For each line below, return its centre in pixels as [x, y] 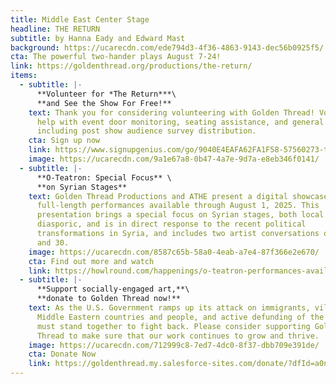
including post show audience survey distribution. [146, 131]
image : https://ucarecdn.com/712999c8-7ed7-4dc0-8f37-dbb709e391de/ [174, 345]
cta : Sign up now [64, 141]
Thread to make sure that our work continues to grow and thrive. [178, 336]
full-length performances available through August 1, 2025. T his [178, 206]
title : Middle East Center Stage [80, 19]
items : [24, 76]
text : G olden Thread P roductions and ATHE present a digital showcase [178, 196]
